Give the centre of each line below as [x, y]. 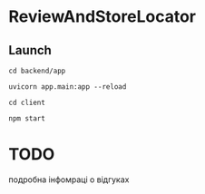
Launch [30, 50]
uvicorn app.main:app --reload [68, 87]
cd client [27, 102]
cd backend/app [37, 71]
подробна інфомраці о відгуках [69, 179]
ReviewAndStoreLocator [102, 17]
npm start [27, 119]
